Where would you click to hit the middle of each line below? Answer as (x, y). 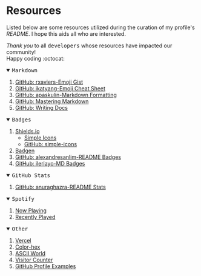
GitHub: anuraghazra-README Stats (60, 187)
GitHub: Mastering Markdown (52, 101)
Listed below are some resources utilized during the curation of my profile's (100, 27)
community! (21, 52)
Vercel (23, 240)
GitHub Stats (31, 175)
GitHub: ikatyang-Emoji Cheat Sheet (60, 88)
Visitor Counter (34, 260)
